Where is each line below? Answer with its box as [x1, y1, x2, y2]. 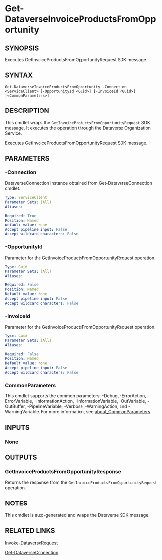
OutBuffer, [5, 403, 26, 409]
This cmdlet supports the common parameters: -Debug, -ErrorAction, [5, 393, 147, 399]
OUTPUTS [5, 453, 37, 461]
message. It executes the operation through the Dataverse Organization [5, 125, 151, 131]
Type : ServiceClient [5, 195, 48, 200]
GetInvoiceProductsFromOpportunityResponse [5, 468, 121, 475]
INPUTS [5, 423, 30, 432]
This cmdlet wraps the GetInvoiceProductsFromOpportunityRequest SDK [5, 119, 151, 125]
